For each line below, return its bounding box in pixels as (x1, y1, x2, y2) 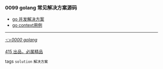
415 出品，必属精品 (5, 49, 43, 54)
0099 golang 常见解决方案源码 (5, 4, 77, 11)
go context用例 (12, 22, 43, 28)
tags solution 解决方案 (5, 58, 49, 64)
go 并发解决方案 (12, 16, 45, 22)
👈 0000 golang (5, 37, 38, 43)
